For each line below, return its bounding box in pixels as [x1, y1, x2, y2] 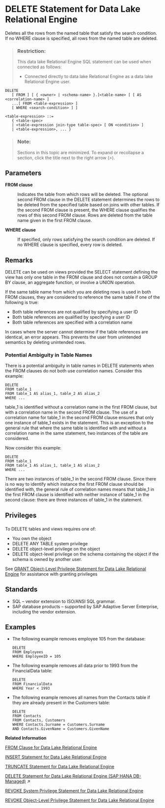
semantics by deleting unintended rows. [5, 339, 86, 345]
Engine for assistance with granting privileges [5, 571, 98, 577]
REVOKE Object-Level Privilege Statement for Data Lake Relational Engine [5, 797, 155, 804]
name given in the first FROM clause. [17, 218, 92, 223]
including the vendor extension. [12, 609, 77, 614]
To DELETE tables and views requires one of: [5, 526, 96, 531]
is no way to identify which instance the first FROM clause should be [5, 481, 144, 487]
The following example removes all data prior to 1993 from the [12, 663, 138, 669]
